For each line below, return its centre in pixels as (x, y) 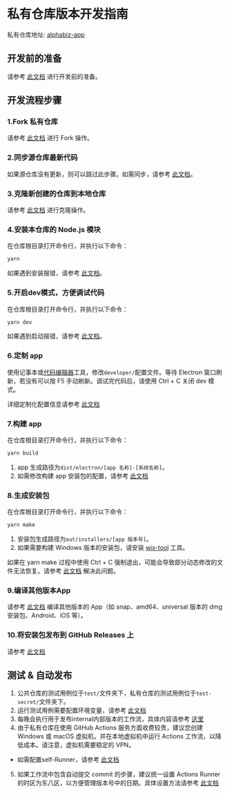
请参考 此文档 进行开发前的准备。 (54, 76)
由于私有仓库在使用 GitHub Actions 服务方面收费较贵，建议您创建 (110, 728)
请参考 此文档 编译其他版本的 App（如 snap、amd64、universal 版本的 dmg (115, 607)
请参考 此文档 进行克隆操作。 (48, 210)
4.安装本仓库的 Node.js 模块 (54, 229)
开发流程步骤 (35, 101)
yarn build (23, 453)
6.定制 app (25, 356)
